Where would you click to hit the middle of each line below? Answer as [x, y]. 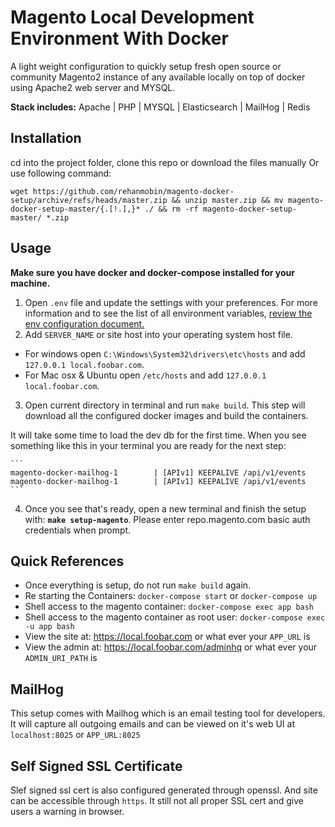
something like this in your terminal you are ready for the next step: [148, 445]
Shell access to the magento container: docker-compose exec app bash [169, 607]
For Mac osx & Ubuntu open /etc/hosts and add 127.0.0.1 [145, 375]
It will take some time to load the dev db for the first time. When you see [158, 435]
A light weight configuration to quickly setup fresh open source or [146, 66]
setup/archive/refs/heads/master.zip [89, 200]
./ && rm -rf [171, 209]
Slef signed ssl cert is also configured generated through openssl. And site [164, 790]
